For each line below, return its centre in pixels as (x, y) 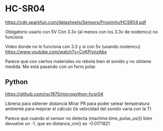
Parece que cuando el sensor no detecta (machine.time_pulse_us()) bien (79, 118)
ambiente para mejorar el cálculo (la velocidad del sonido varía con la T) (78, 108)
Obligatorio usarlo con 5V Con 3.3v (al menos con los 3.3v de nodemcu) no (82, 32)
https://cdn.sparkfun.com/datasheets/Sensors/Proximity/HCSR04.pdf (76, 22)
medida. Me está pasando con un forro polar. (51, 66)
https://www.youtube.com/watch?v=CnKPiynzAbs (56, 52)
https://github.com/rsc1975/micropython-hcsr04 (54, 94)
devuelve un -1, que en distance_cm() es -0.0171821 (58, 123)
